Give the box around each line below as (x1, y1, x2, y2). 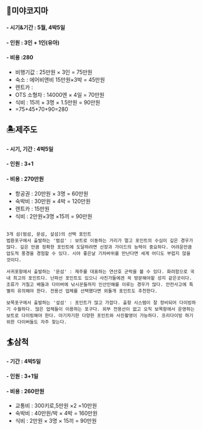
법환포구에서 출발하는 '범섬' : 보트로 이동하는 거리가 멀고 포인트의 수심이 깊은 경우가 (6, 237, 194, 243)
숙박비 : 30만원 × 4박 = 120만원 (15, 197, 91, 205)
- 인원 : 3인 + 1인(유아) (6, 39, 60, 46)
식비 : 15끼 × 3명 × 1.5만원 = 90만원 (15, 99, 101, 106)
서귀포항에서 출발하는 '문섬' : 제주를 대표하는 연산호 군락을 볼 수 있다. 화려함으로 (6, 268, 188, 274)
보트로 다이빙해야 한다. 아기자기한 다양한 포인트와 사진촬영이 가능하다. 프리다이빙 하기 (6, 313, 194, 319)
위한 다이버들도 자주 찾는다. (6, 319, 67, 325)
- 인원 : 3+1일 (6, 372, 39, 380)
